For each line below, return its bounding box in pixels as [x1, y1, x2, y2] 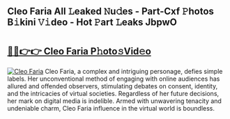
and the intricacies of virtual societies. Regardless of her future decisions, [7, 90, 220, 97]
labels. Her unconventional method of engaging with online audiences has [7, 74, 220, 83]
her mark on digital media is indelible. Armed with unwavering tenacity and [7, 97, 222, 105]
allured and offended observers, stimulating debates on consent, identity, [7, 82, 218, 90]
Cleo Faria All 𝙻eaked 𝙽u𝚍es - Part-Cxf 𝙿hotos [7, 6, 215, 17]
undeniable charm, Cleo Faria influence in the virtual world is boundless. [7, 104, 215, 112]
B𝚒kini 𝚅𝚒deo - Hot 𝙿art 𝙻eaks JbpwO [7, 17, 178, 29]
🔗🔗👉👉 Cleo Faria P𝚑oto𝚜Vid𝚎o [7, 45, 151, 57]
